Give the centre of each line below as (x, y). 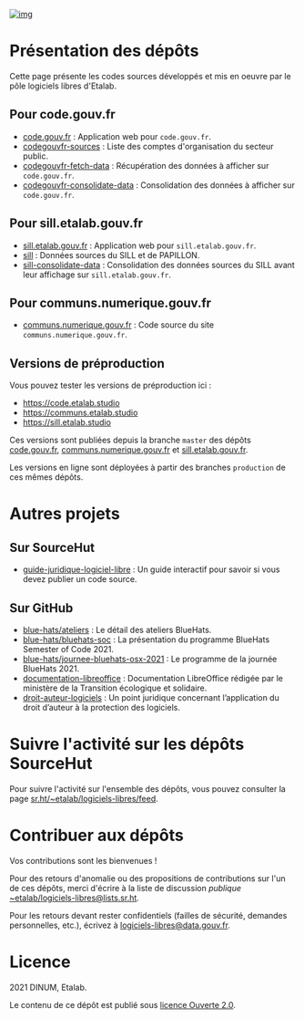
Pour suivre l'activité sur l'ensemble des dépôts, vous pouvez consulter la (148, 788)
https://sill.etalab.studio (67, 422)
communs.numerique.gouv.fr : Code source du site (118, 325)
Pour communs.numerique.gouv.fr (111, 302)
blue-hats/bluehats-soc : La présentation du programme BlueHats (146, 639)
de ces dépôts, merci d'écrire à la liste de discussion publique (126, 888)
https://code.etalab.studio (71, 403)
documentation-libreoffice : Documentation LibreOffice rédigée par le (153, 678)
